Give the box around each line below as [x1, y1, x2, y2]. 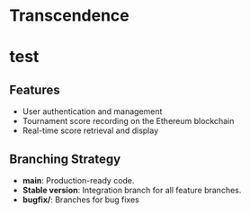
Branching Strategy [9, 151, 121, 166]
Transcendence [9, 5, 129, 26]
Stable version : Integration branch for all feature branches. [22, 185, 242, 195]
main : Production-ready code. [22, 175, 135, 185]
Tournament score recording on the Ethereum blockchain [22, 116, 235, 127]
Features [9, 82, 60, 97]
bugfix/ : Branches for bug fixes [22, 194, 139, 205]
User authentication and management [22, 106, 163, 117]
